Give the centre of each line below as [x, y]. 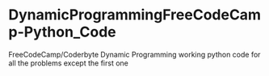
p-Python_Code [63, 32]
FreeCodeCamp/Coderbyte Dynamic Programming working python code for [134, 54]
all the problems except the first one [69, 63]
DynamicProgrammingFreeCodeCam [134, 15]
